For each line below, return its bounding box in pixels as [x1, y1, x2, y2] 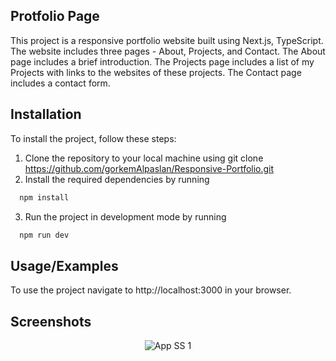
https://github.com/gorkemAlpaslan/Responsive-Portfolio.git [24, 162, 275, 174]
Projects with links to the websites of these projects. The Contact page [10, 66, 302, 78]
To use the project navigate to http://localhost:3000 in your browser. [10, 284, 292, 296]
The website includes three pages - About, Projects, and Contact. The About [10, 45, 326, 57]
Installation [10, 106, 82, 123]
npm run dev [19, 230, 70, 240]
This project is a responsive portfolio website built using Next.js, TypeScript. [10, 34, 324, 46]
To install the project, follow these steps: [10, 132, 177, 144]
